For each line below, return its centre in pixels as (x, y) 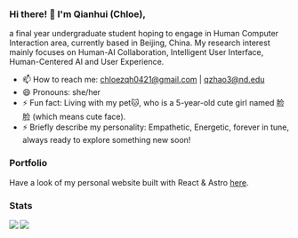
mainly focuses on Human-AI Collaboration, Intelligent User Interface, (137, 52)
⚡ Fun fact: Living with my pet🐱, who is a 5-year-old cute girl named (148, 103)
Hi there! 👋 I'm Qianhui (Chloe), (78, 14)
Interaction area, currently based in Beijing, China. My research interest (140, 43)
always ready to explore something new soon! (106, 140)
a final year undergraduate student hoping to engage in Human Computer (144, 34)
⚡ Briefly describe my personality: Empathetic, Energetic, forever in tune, (156, 127)
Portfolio (28, 163)
